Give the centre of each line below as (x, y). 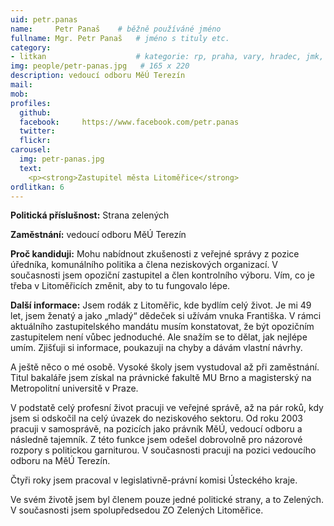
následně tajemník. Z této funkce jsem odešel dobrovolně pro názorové (156, 440)
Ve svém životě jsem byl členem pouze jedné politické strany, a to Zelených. (167, 500)
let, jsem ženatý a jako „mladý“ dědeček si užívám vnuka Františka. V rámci (166, 316)
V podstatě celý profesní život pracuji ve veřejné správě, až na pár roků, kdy (167, 408)
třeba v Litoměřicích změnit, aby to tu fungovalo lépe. (120, 286)
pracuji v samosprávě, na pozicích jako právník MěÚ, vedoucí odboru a (156, 429)
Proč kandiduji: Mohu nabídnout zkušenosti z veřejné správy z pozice (155, 254)
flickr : (35, 141)
